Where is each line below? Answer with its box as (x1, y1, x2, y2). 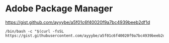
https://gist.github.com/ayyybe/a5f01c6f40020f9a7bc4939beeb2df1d (5, 19, 150, 25)
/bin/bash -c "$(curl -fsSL (5, 29, 64, 34)
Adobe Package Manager (5, 3, 113, 14)
